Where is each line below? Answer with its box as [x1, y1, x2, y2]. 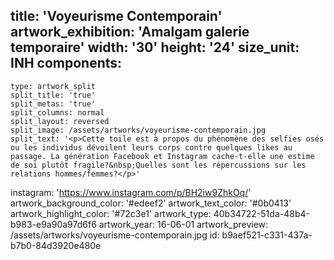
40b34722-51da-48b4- [213, 207, 310, 219]
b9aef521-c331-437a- [221, 229, 313, 241]
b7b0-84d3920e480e [10, 239, 102, 251]
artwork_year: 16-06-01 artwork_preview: [98, 218, 269, 230]
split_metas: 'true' [10, 99, 97, 109]
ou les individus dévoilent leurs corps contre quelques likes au [10, 142, 293, 153]
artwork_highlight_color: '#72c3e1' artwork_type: [10, 207, 212, 219]
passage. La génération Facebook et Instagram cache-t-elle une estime [10, 151, 315, 161]
